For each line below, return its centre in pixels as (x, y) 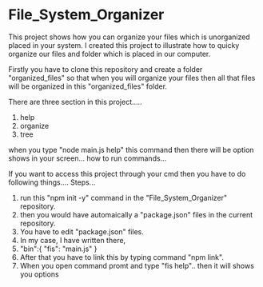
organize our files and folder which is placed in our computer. (110, 54)
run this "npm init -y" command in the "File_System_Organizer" (124, 197)
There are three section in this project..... (75, 102)
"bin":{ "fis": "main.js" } (58, 249)
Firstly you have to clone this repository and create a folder (106, 69)
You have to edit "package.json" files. (82, 231)
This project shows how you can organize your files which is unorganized (129, 37)
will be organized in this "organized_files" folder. (88, 86)
